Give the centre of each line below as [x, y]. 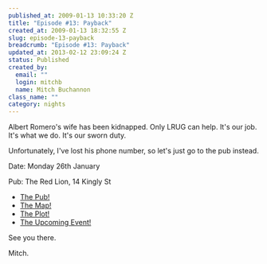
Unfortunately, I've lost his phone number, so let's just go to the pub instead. [133, 151]
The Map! [35, 206]
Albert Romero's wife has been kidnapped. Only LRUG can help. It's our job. [133, 127]
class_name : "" [33, 97]
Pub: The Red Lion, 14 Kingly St [60, 182]
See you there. [32, 238]
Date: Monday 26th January [54, 166]
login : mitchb [39, 82]
